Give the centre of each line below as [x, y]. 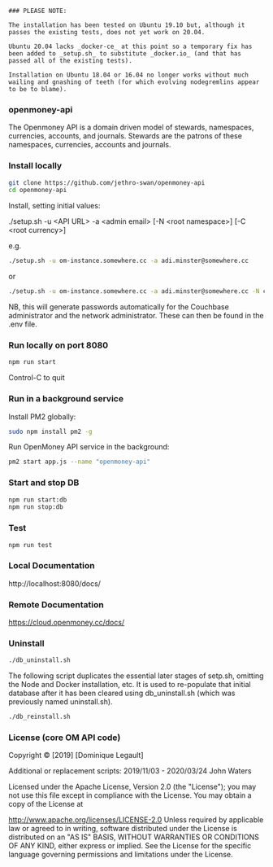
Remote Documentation [56, 604]
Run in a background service [66, 399]
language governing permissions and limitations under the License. [121, 855]
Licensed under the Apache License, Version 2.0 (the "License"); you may [132, 787]
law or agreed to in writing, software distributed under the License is [123, 829]
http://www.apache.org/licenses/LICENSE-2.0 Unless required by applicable [136, 820]
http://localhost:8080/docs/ [55, 583]
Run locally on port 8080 [58, 345]
